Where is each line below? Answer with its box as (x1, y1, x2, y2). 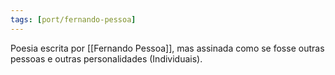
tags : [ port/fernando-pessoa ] (10, 14, 137, 25)
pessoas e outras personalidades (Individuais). (10, 52, 203, 65)
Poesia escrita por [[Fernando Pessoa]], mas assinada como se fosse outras (10, 42, 325, 54)
